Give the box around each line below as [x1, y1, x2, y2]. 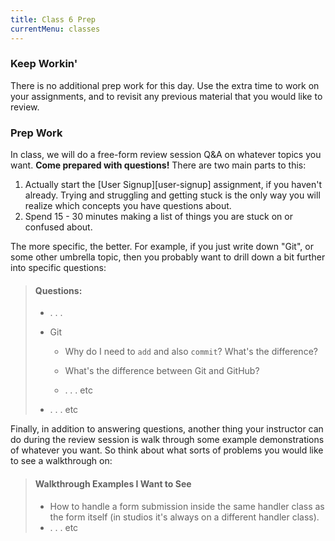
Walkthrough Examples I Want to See [34, 477, 192, 490]
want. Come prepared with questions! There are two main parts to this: [10, 159, 307, 171]
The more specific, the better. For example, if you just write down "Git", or [10, 241, 314, 253]
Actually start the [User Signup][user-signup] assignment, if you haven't [24, 179, 323, 191]
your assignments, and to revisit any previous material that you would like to [10, 90, 323, 102]
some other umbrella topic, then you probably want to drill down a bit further [10, 251, 326, 263]
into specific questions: [10, 262, 107, 274]
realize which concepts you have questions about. [24, 200, 232, 212]
